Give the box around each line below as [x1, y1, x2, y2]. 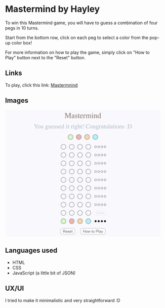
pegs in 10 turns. [5, 25, 39, 31]
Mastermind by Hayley [5, 3, 100, 15]
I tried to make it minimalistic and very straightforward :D [5, 297, 121, 303]
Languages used [5, 246, 58, 255]
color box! [11, 39, 32, 45]
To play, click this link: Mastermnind [5, 82, 78, 88]
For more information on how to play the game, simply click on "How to [5, 49, 150, 55]
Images [5, 96, 29, 105]
